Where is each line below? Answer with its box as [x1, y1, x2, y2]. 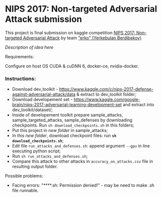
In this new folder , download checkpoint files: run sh [12, 132, 116, 139]
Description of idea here [5, 44, 54, 50]
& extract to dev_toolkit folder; [76, 91, 137, 98]
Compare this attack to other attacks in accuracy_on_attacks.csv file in [12, 159, 153, 164]
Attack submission [5, 14, 82, 25]
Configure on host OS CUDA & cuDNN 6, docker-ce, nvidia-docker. [5, 63, 139, 69]
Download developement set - [12, 97, 73, 102]
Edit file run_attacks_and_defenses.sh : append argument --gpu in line [12, 143, 150, 149]
